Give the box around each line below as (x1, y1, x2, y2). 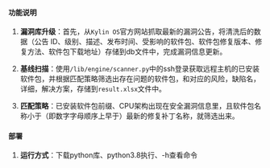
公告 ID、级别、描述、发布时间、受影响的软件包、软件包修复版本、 (34, 37, 255, 47)
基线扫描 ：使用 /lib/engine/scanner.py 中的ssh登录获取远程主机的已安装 (19, 64, 260, 74)
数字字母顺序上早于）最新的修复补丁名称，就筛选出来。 (55, 111, 239, 121)
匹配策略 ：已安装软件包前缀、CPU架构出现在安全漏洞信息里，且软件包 (19, 101, 255, 111)
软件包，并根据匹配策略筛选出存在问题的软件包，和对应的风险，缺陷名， (19, 74, 260, 84)
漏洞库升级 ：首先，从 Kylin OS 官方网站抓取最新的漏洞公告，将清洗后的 (19, 27, 255, 36)
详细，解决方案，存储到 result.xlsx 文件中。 (19, 84, 167, 94)
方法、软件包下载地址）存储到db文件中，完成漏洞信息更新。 (27, 47, 227, 56)
